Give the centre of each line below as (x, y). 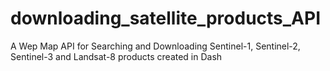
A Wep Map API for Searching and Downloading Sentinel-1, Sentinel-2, (155, 46)
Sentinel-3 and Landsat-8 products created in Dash (116, 56)
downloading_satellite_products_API (166, 18)
